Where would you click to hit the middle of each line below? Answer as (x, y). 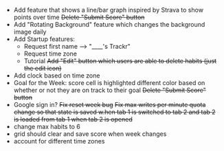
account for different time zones (59, 141)
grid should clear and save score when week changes (90, 134)
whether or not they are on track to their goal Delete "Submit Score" (110, 90)
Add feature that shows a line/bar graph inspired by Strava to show (109, 10)
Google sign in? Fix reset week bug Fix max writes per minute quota (110, 105)
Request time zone (51, 54)
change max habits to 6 (47, 127)
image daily (30, 32)
